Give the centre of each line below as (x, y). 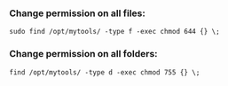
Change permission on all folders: (83, 54)
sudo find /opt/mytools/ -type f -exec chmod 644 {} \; (114, 32)
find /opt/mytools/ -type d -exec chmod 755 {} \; (105, 72)
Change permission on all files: (78, 13)
